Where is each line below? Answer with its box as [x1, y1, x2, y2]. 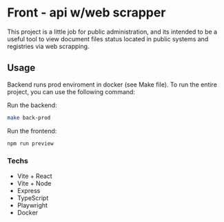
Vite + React [17, 172, 53, 180]
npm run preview [7, 140, 54, 147]
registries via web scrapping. [7, 42, 90, 50]
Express [17, 186, 41, 195]
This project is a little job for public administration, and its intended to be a [7, 27, 218, 36]
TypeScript [17, 194, 49, 202]
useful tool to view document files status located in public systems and [7, 34, 209, 43]
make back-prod [7, 114, 51, 121]
